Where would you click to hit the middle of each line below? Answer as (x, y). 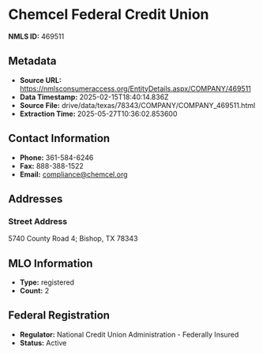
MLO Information (51, 263)
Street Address (38, 221)
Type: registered (47, 282)
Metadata (32, 61)
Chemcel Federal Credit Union (109, 15)
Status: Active (43, 343)
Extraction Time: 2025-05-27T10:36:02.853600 (98, 114)
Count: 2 (34, 291)
